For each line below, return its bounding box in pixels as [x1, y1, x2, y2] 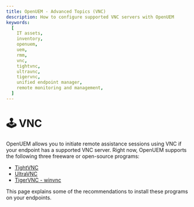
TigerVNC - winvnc [14, 177, 62, 184]
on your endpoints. [6, 194, 52, 201]
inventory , [16, 36, 43, 42]
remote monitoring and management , [16, 85, 104, 91]
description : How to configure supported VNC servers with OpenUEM [6, 14, 175, 20]
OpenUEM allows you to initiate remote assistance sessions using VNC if [6, 140, 182, 147]
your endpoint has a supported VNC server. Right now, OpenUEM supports [6, 146, 187, 153]
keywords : [6, 19, 30, 25]
